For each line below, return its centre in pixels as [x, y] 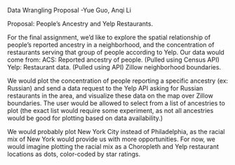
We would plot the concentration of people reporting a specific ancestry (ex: [118, 81]
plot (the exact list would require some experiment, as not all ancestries [110, 111]
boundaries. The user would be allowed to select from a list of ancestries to [116, 103]
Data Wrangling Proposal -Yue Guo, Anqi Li [69, 10]
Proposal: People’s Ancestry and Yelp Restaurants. [80, 24]
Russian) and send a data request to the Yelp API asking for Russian [105, 88]
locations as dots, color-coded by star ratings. [74, 154]
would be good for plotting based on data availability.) [85, 118]
